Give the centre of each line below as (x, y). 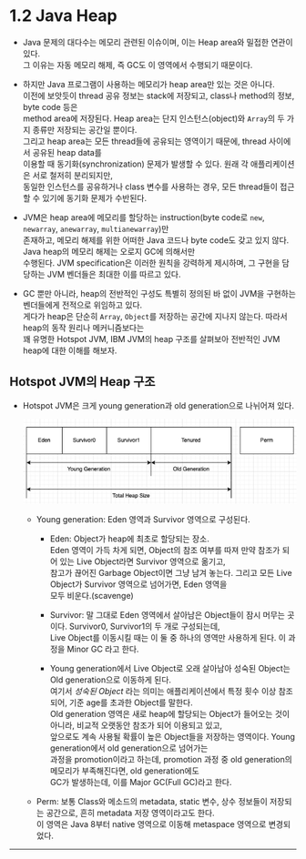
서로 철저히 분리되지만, (73, 175)
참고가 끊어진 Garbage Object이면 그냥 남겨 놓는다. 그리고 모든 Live (171, 573)
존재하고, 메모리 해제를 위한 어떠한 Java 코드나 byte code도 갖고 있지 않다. (156, 240)
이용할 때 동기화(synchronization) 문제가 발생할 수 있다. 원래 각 (135, 164)
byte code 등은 (50, 106)
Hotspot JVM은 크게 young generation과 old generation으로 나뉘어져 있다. (158, 405)
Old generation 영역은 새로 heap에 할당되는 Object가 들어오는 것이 (169, 714)
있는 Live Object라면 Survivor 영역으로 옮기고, (143, 561)
